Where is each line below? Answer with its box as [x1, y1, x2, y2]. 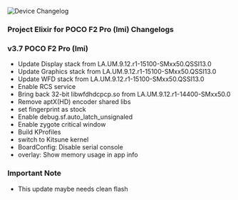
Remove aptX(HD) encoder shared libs [17, 98, 131, 106]
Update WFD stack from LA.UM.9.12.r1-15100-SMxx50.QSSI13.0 [17, 75, 205, 83]
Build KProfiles [17, 128, 61, 137]
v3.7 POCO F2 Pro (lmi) [7, 43, 89, 53]
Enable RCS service [17, 83, 76, 91]
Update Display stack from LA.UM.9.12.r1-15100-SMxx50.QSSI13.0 [17, 60, 212, 68]
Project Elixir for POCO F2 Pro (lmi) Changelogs [7, 24, 175, 34]
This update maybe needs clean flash [17, 184, 128, 193]
